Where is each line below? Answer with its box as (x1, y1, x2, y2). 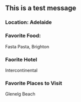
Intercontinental (5, 67, 37, 73)
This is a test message (5, 4, 76, 12)
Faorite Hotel (5, 56, 37, 63)
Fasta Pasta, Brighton (5, 43, 49, 49)
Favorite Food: (5, 32, 41, 39)
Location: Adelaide (5, 19, 52, 26)
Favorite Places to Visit (5, 80, 62, 87)
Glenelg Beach (5, 91, 35, 97)
